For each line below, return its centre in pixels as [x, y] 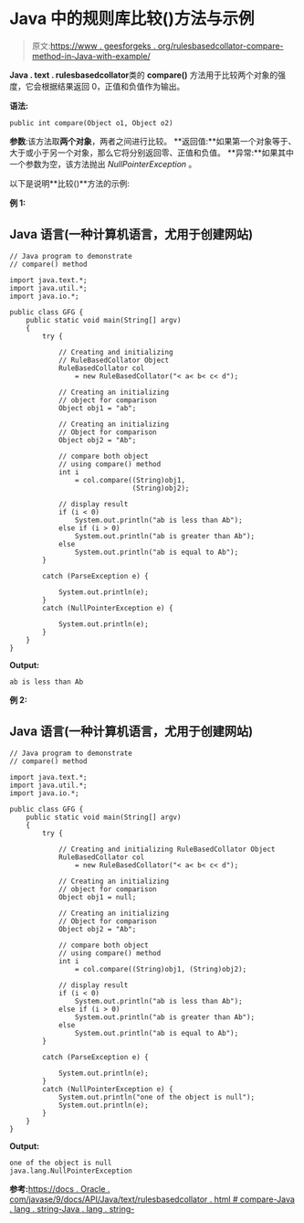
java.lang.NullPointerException [71, 1171]
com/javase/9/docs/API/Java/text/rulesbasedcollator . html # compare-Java [152, 1199]
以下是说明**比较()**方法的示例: [70, 183]
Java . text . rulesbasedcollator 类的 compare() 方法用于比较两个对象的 [144, 75]
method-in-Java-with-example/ [91, 56]
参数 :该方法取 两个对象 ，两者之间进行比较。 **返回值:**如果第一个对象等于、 [153, 141]
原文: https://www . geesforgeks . [94, 46]
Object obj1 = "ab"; [97, 408]
